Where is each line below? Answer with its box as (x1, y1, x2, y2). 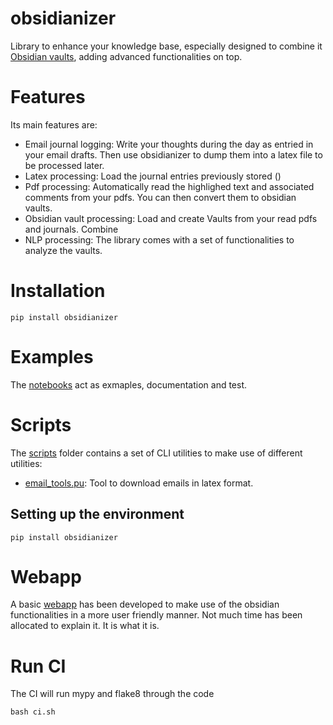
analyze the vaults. (24, 244, 103, 256)
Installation (10, 280, 106, 302)
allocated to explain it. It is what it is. (10, 620, 160, 632)
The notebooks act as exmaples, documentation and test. (10, 378, 248, 391)
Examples (10, 346, 94, 368)
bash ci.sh (10, 707, 56, 717)
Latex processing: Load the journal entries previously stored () (24, 170, 282, 182)
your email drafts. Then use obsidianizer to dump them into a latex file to (24, 148, 323, 161)
